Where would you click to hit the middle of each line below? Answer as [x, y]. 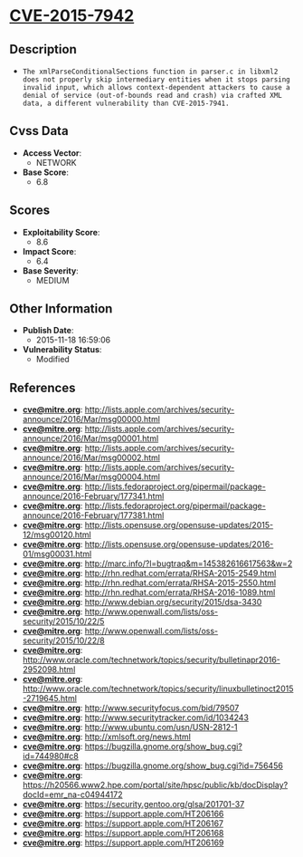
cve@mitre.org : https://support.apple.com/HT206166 [123, 814]
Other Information [61, 309]
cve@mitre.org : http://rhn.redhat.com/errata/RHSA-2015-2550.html [149, 583]
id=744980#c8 [50, 756]
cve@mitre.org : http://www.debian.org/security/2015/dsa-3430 [142, 602]
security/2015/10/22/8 [64, 640]
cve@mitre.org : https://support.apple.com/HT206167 [123, 823]
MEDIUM [52, 280]
